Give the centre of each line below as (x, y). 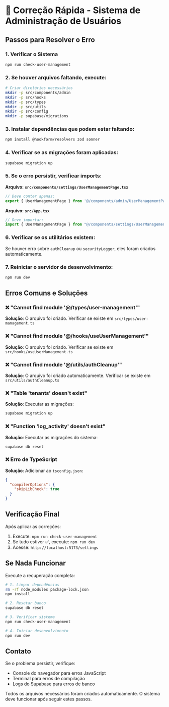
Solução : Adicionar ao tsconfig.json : (44, 470)
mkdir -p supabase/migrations (37, 116)
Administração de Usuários (63, 21)
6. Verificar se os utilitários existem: (50, 238)
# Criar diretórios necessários (39, 88)
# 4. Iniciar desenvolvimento (37, 631)
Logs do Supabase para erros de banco (54, 684)
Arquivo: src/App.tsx (27, 210)
